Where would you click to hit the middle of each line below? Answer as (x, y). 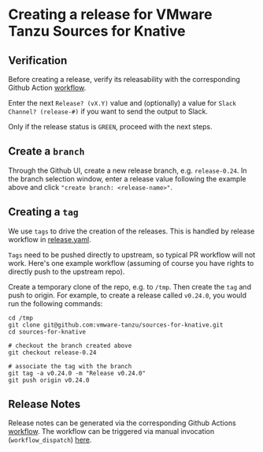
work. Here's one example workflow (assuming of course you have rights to (131, 263)
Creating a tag (43, 212)
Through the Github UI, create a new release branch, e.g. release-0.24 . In (128, 170)
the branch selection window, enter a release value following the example (127, 178)
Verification (38, 60)
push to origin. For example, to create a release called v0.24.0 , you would (127, 295)
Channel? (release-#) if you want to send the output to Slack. (108, 111)
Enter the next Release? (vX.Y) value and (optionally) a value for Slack (122, 103)
